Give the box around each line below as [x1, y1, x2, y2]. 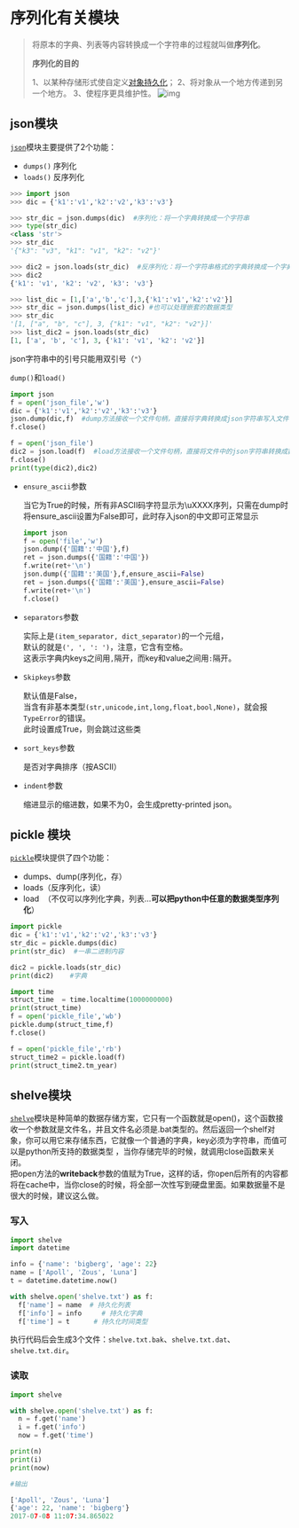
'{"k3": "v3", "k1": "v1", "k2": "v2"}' [10, 247, 162, 255]
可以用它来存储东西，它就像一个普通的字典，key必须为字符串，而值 [33, 1135, 280, 1146]
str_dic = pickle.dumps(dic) [10, 939, 118, 948]
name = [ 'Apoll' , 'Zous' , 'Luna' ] [10, 1268, 138, 1277]
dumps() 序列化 [22, 161, 77, 171]
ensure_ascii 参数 [22, 481, 87, 491]
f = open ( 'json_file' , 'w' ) [10, 398, 110, 407]
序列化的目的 [31, 58, 79, 68]
